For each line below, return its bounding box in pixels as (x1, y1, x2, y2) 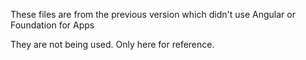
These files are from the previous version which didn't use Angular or (10, 9, 296, 20)
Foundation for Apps (10, 19, 95, 31)
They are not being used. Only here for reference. (10, 39, 215, 50)
